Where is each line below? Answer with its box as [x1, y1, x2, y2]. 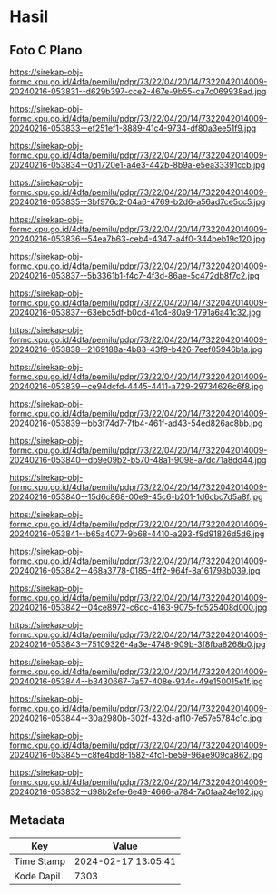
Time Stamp [14, 855, 66, 868]
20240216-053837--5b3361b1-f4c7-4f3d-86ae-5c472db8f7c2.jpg [9, 270, 261, 280]
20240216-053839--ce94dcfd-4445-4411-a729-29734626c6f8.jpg [9, 381, 264, 391]
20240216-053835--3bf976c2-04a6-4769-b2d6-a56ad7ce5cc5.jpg [9, 197, 266, 207]
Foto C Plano [9, 43, 83, 58]
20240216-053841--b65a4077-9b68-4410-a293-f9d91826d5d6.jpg [9, 528, 265, 539]
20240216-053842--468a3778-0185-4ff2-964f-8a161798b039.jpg [9, 565, 261, 575]
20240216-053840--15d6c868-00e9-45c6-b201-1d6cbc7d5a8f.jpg [9, 492, 263, 502]
